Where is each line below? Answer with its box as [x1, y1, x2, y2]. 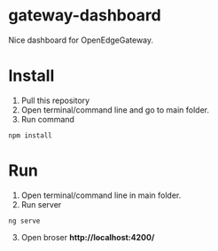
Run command [20, 114, 74, 124]
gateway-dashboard [8, 5, 161, 26]
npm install [8, 130, 52, 140]
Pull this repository [20, 95, 90, 106]
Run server [20, 199, 62, 209]
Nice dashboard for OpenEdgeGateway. [8, 35, 154, 45]
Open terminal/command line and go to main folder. [20, 104, 210, 115]
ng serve [8, 216, 41, 225]
